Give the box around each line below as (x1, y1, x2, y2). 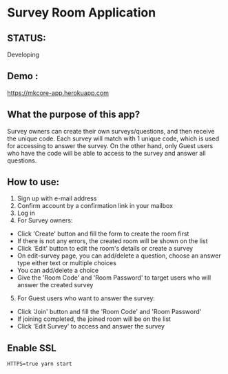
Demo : (7, 70, 39, 82)
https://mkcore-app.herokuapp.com (7, 88, 109, 97)
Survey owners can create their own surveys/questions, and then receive (7, 127, 215, 135)
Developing (7, 50, 40, 59)
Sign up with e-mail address (17, 194, 97, 202)
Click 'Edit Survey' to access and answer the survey (17, 322, 165, 331)
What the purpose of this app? (7, 109, 141, 121)
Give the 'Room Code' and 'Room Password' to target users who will (17, 273, 211, 282)
